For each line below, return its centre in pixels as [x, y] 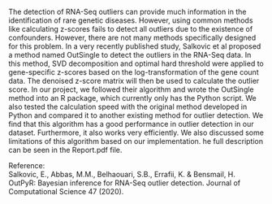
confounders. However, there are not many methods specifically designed [132, 37]
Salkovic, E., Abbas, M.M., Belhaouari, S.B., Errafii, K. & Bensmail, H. [122, 174]
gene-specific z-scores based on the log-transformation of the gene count [134, 72]
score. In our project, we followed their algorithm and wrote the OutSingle [131, 89]
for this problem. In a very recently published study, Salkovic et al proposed [135, 46]
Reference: [27, 165]
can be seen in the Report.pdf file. [65, 150]
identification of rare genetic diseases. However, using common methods [131, 20]
